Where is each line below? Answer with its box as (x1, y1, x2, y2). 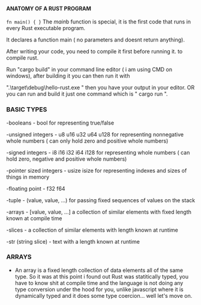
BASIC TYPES (6, 105, 47, 114)
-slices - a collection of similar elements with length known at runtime (6, 226, 178, 233)
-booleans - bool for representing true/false (6, 119, 115, 126)
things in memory (6, 173, 50, 180)
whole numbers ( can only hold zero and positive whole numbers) (6, 137, 169, 144)
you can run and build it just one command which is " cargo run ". (6, 90, 168, 97)
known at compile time (6, 214, 62, 222)
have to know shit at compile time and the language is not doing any (14, 279, 184, 286)
